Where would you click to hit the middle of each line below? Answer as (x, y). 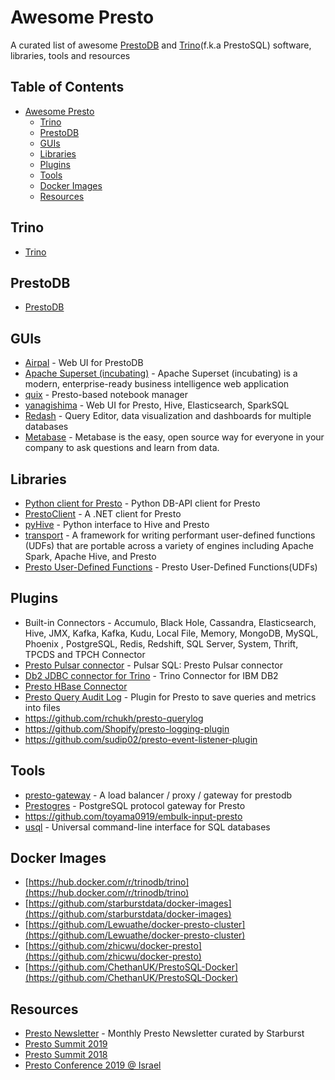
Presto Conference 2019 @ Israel (93, 1065)
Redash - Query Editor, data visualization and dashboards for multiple (168, 416)
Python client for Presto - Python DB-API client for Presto (142, 503)
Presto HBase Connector (76, 686)
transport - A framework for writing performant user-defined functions (170, 535)
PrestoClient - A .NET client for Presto (103, 514)
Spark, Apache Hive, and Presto (90, 556)
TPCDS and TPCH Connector (85, 654)
